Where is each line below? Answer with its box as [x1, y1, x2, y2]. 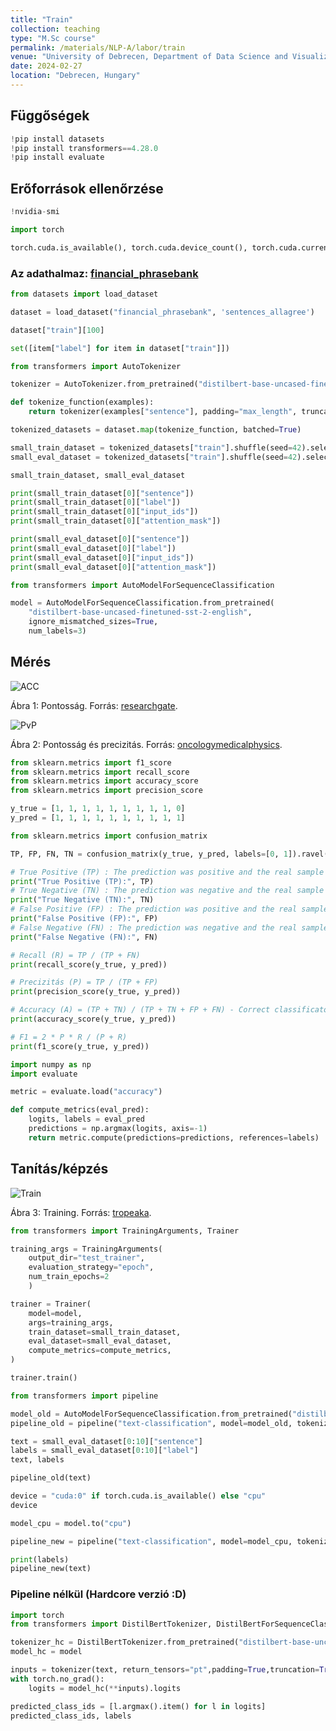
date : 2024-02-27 [10, 61, 83, 71]
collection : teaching [10, 24, 101, 34]
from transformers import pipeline [10, 1391, 159, 1401]
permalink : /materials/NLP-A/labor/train [10, 42, 186, 53]
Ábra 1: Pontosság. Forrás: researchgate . [10, 699, 178, 711]
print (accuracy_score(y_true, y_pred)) [10, 1014, 177, 1025]
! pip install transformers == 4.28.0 [10, 143, 159, 153]
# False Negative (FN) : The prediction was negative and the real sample [10, 922, 329, 933]
